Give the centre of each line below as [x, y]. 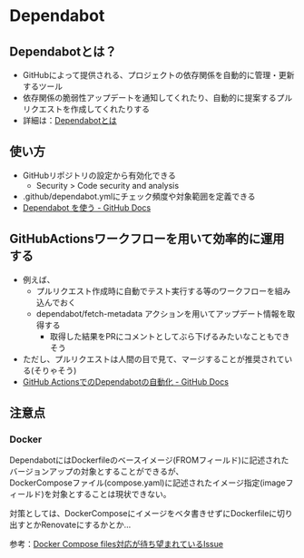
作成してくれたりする [110, 109]
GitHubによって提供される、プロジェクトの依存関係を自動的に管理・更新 [158, 75]
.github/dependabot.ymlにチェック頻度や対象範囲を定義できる [139, 196]
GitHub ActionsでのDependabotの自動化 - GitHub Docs [126, 381]
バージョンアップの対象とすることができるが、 [97, 472]
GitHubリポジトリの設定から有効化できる [99, 175]
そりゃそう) [55, 370]
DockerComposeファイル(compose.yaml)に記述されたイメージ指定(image [147, 483]
